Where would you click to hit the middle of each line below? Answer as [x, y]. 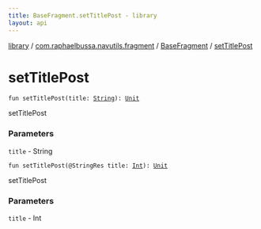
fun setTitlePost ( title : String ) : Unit [74, 99]
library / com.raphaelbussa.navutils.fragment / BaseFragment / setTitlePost [130, 45]
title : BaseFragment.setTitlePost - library [83, 15]
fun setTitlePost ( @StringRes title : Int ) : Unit [88, 166]
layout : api [28, 23]
